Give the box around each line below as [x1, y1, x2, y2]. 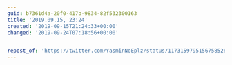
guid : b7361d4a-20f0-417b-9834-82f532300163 [7, 10, 137, 17]
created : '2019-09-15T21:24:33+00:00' [7, 23, 119, 29]
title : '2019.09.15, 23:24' [7, 16, 88, 23]
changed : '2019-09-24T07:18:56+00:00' [7, 29, 119, 36]
